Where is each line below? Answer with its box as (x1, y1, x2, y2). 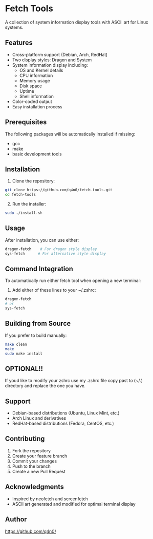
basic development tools (12, 151, 62, 157)
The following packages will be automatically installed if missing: (5, 131, 135, 137)
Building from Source (5, 319, 71, 328)
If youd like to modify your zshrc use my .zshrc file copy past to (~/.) (5, 378, 143, 384)
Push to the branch (12, 463, 51, 469)
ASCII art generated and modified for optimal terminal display (12, 501, 136, 507)
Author (5, 515, 27, 524)
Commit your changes (12, 458, 57, 464)
